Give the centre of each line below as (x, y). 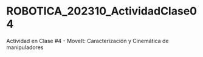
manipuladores (25, 47)
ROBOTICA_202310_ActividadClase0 (102, 11)
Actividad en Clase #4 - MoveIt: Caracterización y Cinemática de (88, 41)
